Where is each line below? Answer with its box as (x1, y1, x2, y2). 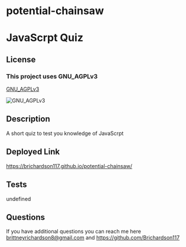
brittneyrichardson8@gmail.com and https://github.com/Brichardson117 (6, 234, 180, 241)
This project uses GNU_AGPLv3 (6, 72, 98, 80)
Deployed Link (6, 147, 60, 157)
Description (6, 114, 50, 124)
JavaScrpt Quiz (6, 31, 84, 45)
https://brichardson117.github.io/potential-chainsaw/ (6, 162, 133, 169)
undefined (6, 195, 31, 202)
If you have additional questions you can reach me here (6, 228, 142, 235)
